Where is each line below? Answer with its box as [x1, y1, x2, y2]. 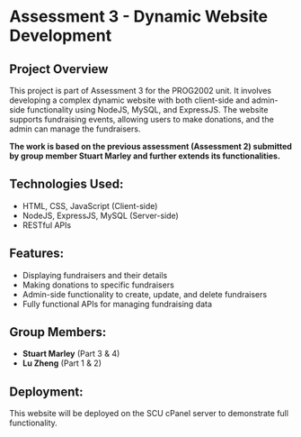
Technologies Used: [9, 177, 124, 192]
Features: [9, 246, 65, 261]
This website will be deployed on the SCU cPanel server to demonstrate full [9, 408, 289, 419]
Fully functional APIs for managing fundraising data [22, 298, 213, 309]
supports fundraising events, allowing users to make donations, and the [9, 114, 274, 124]
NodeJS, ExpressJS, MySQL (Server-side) [22, 210, 180, 221]
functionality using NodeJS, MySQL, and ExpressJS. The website [26, 105, 269, 114]
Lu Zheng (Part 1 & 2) [22, 358, 102, 369]
